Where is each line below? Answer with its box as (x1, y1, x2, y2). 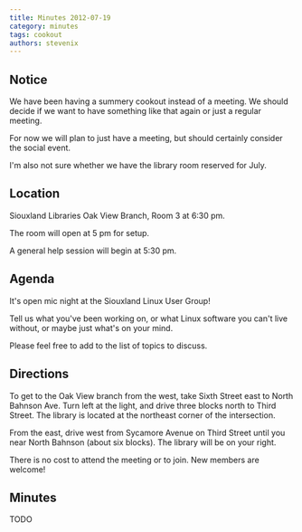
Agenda (9, 271, 55, 287)
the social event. (9, 142, 71, 154)
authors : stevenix (9, 38, 79, 48)
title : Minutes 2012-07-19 (9, 13, 111, 23)
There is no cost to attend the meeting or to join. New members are (9, 454, 260, 465)
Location (9, 186, 61, 202)
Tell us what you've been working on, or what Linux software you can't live (9, 313, 288, 324)
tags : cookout (9, 30, 63, 39)
